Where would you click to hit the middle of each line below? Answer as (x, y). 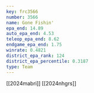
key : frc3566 (22, 12)
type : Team (20, 67)
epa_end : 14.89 (25, 28)
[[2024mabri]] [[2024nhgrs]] (41, 84)
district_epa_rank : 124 (35, 56)
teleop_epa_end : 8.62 (33, 39)
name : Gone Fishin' (30, 23)
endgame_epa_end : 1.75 (34, 45)
